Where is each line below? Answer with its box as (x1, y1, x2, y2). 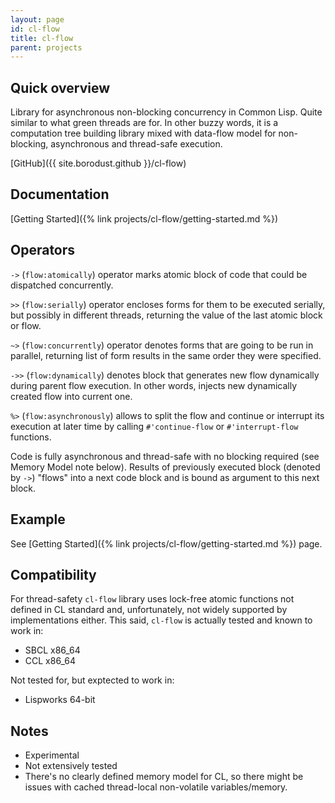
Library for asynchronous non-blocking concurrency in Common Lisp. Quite (10, 106, 323, 118)
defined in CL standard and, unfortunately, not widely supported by (10, 604, 288, 616)
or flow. (10, 319, 42, 331)
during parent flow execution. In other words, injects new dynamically (10, 379, 298, 391)
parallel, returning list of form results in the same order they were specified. (10, 349, 322, 361)
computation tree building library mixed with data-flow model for (10, 127, 277, 140)
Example (10, 511, 66, 528)
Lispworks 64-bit (24, 694, 96, 706)
